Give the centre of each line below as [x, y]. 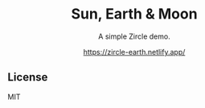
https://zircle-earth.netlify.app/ [134, 52]
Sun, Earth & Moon [134, 14]
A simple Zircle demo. [134, 36]
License [28, 77]
